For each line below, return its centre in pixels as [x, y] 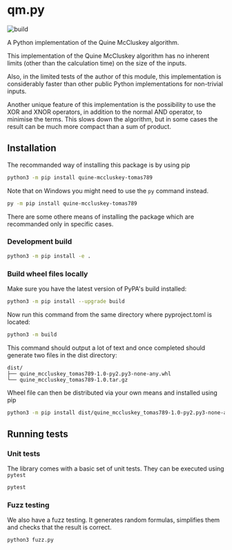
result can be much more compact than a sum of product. [89, 126]
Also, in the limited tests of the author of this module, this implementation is [114, 76]
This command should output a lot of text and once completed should [106, 348]
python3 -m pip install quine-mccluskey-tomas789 [80, 177]
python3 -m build [32, 334]
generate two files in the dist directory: [62, 355]
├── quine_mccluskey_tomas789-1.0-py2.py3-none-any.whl [89, 374]
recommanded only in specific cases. [60, 224]
